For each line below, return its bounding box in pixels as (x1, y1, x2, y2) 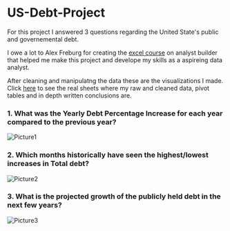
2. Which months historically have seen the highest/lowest (7, 150, 209, 160)
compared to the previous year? (7, 117, 117, 127)
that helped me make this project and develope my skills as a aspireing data (7, 55, 223, 64)
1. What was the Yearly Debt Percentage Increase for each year (7, 109, 223, 118)
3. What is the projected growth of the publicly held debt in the (7, 192, 221, 201)
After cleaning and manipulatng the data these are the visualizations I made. (7, 76, 224, 84)
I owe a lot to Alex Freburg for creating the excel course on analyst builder (7, 48, 218, 57)
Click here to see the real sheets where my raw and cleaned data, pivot (7, 84, 209, 92)
